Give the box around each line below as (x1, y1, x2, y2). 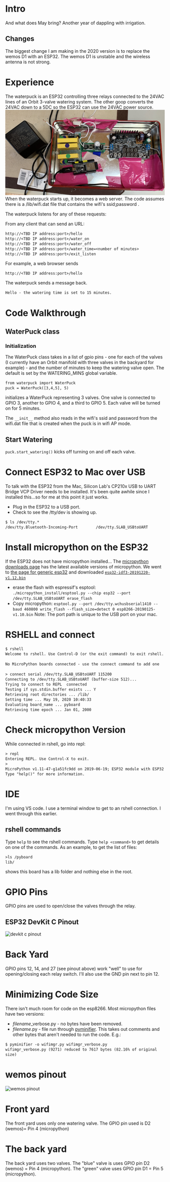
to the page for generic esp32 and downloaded (5, 569, 104, 575)
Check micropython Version (5, 724, 126, 735)
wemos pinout (5, 1069, 67, 1081)
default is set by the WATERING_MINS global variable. (5, 370, 117, 376)
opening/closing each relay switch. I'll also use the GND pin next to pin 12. (5, 971, 159, 977)
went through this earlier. (5, 810, 58, 816)
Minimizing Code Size (5, 989, 99, 1000)
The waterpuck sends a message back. (5, 280, 88, 286)
